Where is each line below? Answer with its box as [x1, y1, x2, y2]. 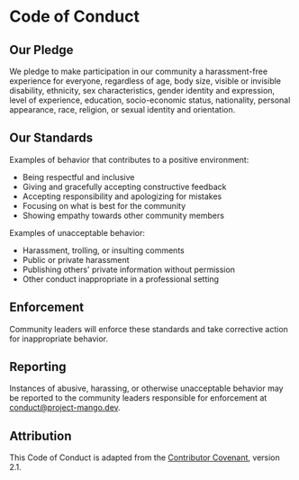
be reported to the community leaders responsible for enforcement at [9, 393, 267, 403]
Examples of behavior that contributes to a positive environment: [9, 154, 249, 165]
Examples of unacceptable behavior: [9, 227, 146, 238]
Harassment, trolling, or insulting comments [22, 245, 185, 256]
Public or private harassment [22, 254, 130, 265]
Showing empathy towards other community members [22, 210, 225, 221]
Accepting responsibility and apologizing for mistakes [22, 191, 222, 202]
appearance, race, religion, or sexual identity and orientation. [9, 104, 236, 114]
